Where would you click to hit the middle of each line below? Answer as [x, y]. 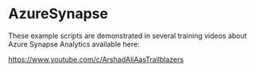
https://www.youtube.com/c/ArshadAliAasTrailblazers [96, 59]
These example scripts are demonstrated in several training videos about [128, 36]
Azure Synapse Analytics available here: [74, 44]
